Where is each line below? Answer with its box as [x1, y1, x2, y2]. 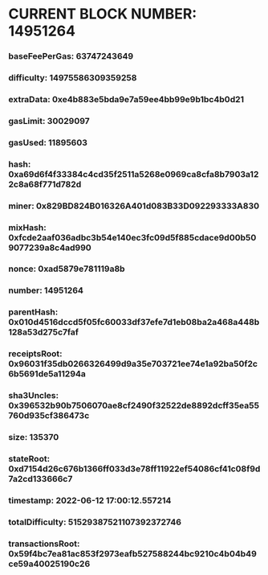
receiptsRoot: [8, 348, 63, 359]
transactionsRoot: [8, 538, 80, 549]
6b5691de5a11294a [8, 368, 87, 380]
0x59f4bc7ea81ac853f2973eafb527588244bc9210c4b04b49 [8, 548, 257, 559]
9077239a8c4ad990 [8, 242, 92, 253]
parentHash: [8, 306, 59, 318]
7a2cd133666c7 [8, 474, 73, 485]
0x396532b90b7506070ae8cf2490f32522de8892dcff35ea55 [8, 400, 259, 411]
